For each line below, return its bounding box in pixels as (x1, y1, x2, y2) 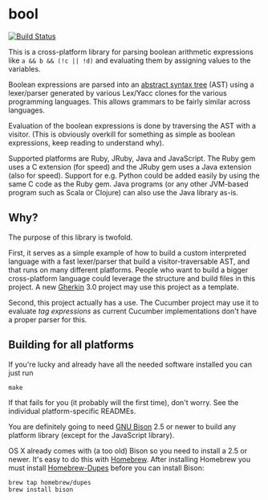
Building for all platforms (8, 338, 135, 352)
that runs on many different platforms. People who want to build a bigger (8, 264, 249, 274)
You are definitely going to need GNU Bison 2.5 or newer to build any (8, 421, 237, 431)
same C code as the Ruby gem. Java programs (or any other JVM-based (8, 178, 249, 189)
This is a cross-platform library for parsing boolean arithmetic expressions (8, 47, 254, 56)
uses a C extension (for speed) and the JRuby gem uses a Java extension (8, 162, 252, 171)
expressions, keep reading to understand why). (8, 137, 164, 147)
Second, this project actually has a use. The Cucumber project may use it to (8, 297, 259, 307)
